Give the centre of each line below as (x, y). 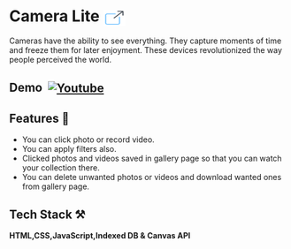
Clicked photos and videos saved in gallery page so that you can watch (152, 158)
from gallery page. (56, 186)
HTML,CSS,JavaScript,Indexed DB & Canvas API (100, 236)
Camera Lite (54, 16)
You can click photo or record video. (88, 140)
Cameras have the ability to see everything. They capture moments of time (145, 41)
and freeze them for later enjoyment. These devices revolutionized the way (146, 50)
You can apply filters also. (69, 149)
